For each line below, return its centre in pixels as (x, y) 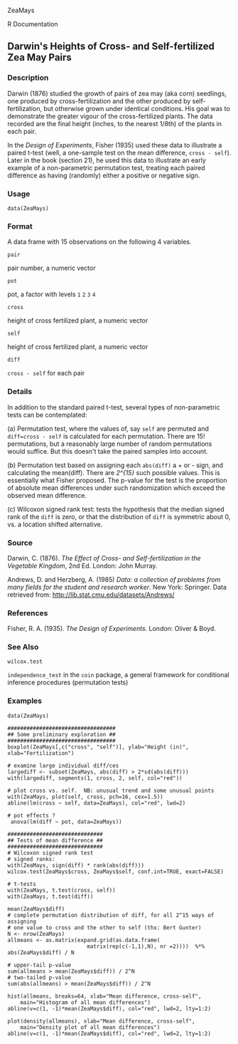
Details (20, 392)
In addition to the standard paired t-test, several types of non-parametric (114, 407)
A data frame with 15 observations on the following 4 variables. (99, 242)
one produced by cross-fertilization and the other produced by (99, 101)
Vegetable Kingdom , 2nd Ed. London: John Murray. (82, 565)
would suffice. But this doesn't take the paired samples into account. (108, 451)
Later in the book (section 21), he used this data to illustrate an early (107, 160)
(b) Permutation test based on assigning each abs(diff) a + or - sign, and (115, 465)
